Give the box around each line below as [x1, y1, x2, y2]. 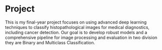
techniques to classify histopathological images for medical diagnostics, [5, 24, 150, 30]
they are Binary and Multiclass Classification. [5, 39, 95, 45]
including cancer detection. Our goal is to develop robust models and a [5, 29, 147, 35]
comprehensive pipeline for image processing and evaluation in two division [5, 35, 158, 40]
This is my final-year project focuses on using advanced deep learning [5, 19, 147, 25]
